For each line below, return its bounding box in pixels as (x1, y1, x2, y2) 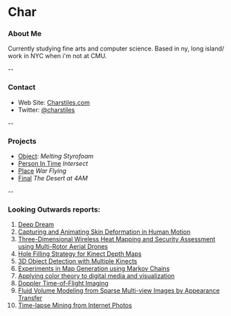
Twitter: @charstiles (17, 105, 75, 114)
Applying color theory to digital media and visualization (17, 272, 175, 280)
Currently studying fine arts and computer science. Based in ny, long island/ (8, 44, 225, 53)
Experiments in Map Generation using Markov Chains (17, 264, 170, 273)
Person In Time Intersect (17, 160, 89, 168)
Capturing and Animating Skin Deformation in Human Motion (17, 227, 191, 236)
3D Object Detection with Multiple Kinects (17, 257, 138, 266)
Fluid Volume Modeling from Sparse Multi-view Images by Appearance (17, 286, 220, 295)
